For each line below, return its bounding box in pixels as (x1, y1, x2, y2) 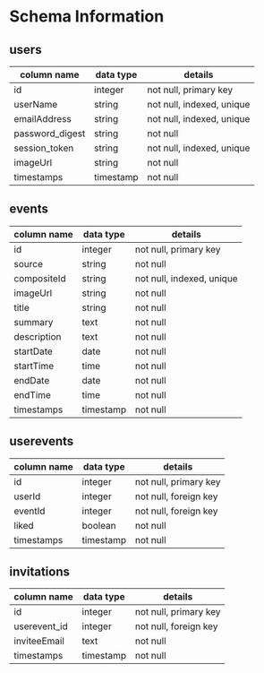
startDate (13, 345, 54, 358)
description (13, 330, 62, 342)
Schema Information (9, 6, 165, 27)
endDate (13, 374, 50, 386)
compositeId (13, 272, 66, 284)
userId (13, 490, 41, 503)
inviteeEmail (13, 634, 65, 647)
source (13, 257, 43, 270)
